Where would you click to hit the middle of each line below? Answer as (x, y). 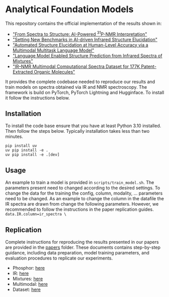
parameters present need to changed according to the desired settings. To (83, 188)
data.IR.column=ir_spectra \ (36, 214)
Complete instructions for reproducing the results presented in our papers (82, 242)
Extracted (23, 71)
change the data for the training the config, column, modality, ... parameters (84, 193)
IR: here (21, 273)
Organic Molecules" (54, 71)
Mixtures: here (27, 279)
